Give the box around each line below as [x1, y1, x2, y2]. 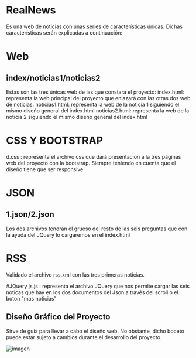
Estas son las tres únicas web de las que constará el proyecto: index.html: [6, 88, 184, 96]
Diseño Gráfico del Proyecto [6, 312, 111, 322]
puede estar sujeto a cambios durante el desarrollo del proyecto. [6, 333, 162, 340]
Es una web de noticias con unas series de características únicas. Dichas [6, 23, 183, 30]
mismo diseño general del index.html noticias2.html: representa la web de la [6, 107, 190, 114]
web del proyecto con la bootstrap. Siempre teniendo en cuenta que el [6, 159, 176, 166]
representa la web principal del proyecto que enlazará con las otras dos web [6, 94, 191, 101]
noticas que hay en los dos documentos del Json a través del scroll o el [6, 288, 178, 296]
